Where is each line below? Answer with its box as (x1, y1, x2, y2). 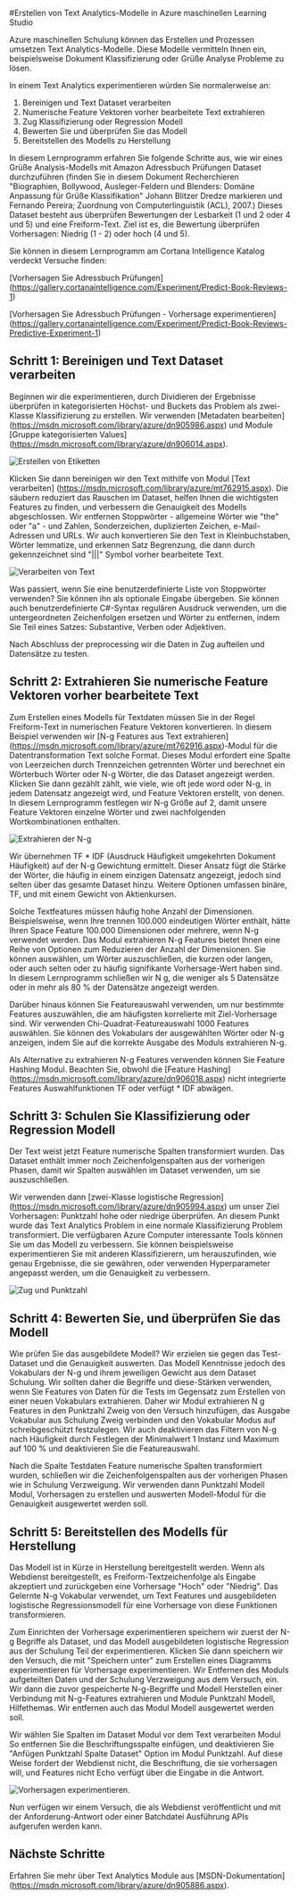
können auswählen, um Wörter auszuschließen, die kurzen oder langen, (9, 953, 274, 964)
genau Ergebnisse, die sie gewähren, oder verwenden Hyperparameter (9, 1258, 270, 1269)
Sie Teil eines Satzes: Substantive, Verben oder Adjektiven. (9, 621, 227, 632)
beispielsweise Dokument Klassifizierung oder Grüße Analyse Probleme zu (9, 54, 284, 63)
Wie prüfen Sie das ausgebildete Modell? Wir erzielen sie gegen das (9, 1348, 261, 1359)
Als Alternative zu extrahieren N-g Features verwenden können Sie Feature (9, 1054, 286, 1065)
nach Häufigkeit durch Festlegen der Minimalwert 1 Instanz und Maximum (9, 1434, 279, 1445)
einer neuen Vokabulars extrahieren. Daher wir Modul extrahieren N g (9, 1396, 265, 1406)
